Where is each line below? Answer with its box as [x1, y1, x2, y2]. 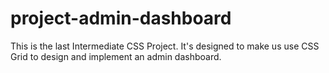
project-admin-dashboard [10, 7, 232, 30]
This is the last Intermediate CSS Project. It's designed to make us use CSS [10, 40, 320, 52]
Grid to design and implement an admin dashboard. [10, 50, 222, 62]
